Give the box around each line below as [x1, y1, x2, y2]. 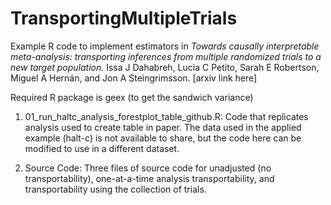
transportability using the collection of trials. [24, 183, 207, 195]
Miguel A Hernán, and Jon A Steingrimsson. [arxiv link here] [10, 72, 258, 84]
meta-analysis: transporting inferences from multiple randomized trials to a [10, 50, 322, 62]
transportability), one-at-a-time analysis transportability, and [24, 172, 275, 184]
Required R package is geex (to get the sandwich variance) [10, 91, 254, 103]
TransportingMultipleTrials [10, 7, 238, 30]
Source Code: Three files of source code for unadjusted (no [24, 162, 272, 174]
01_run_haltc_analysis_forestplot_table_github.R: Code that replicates [24, 110, 309, 122]
